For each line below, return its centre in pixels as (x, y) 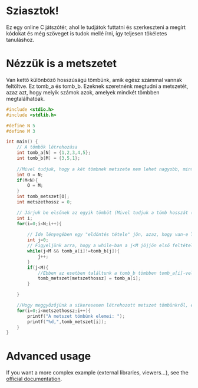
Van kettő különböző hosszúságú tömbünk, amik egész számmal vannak (94, 80)
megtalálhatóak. (26, 98)
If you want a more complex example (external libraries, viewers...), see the (97, 373)
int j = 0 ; (38, 240)
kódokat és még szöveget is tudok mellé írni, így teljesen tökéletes (87, 33)
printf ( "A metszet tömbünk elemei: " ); (76, 316)
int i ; (25, 218)
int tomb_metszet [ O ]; (43, 197)
